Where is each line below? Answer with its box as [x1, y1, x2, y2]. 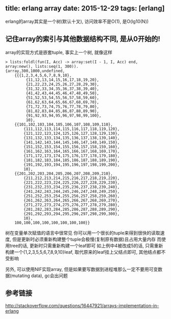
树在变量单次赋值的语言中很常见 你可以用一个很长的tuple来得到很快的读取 [5, 230, 160, 236]
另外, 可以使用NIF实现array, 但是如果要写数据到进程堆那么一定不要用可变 [5, 266, 158, 272]
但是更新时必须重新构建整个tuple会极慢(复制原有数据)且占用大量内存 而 [12, 236, 162, 242]
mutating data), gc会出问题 [11, 273, 68, 279]
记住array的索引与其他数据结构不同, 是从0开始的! [5, 35, 161, 43]
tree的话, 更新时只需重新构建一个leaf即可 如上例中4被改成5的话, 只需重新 [9, 242, 163, 249]
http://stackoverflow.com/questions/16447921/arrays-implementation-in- [5, 303, 159, 309]
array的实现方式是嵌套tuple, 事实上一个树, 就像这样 [5, 49, 113, 55]
